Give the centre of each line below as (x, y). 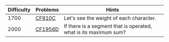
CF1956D (47, 29)
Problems (47, 10)
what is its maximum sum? (95, 32)
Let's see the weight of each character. (110, 18)
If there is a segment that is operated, (108, 26)
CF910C (46, 18)
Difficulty (19, 10)
